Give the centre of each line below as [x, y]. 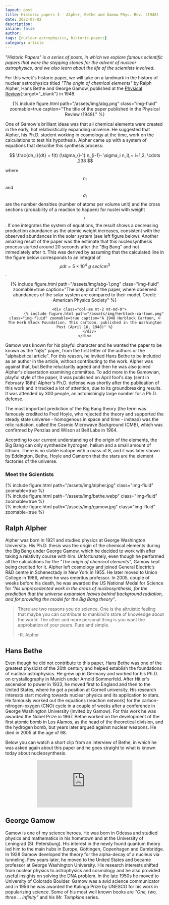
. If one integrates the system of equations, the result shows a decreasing [82, 226]
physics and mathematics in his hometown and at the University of [74, 838]
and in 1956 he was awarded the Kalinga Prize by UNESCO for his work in [82, 886]
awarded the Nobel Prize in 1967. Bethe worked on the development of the [82, 716]
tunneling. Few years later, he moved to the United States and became [78, 860]
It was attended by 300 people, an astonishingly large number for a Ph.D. [81, 393]
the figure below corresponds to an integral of [53, 257]
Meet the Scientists [30, 474]
